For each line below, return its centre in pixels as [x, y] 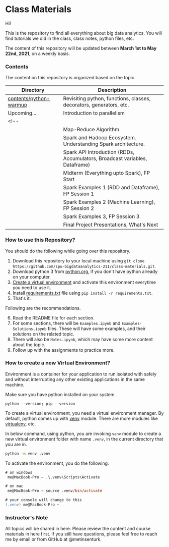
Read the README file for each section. [53, 318]
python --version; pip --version [40, 404]
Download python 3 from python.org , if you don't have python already [85, 271]
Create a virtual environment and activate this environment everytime [84, 282]
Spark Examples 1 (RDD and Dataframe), [111, 188]
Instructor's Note [27, 517]
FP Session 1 [79, 194]
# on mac [14, 486]
